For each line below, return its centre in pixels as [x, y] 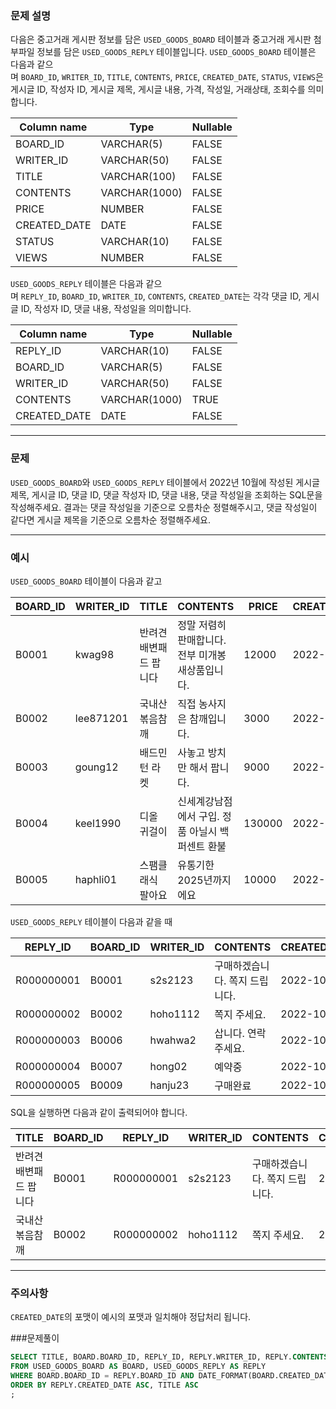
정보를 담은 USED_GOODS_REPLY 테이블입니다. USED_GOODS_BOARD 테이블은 [176, 52]
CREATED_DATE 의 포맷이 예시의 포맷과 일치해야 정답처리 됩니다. [131, 1317]
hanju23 [169, 1085]
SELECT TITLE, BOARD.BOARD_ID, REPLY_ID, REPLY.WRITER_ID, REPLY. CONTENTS [169, 1357]
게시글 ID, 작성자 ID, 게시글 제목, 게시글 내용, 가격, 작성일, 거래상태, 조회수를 [158, 89]
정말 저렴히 [202, 625]
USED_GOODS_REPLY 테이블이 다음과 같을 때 [91, 921]
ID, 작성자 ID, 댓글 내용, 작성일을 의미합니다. [106, 309]
